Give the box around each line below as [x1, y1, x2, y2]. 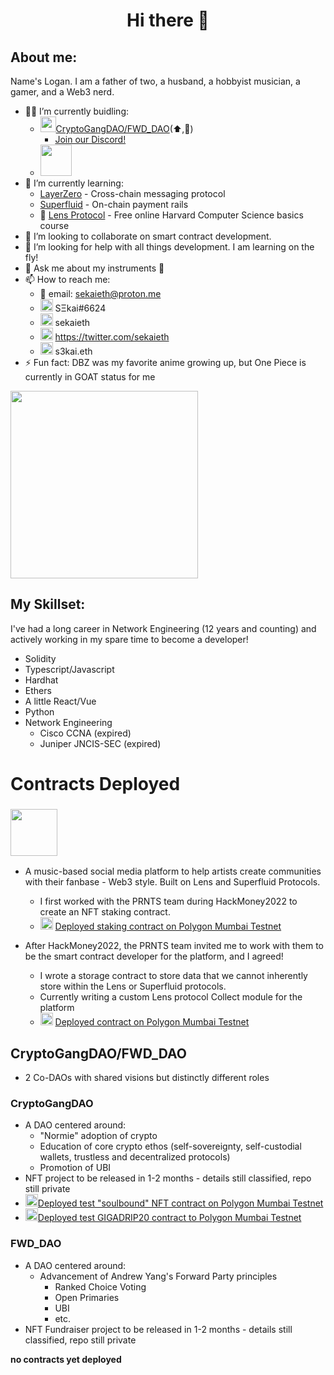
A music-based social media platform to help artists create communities [24, 865, 322, 878]
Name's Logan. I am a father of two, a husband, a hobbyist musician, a [10, 75, 301, 87]
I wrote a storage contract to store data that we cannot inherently [39, 970, 308, 982]
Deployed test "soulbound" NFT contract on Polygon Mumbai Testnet [37, 1197, 324, 1209]
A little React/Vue [24, 695, 97, 707]
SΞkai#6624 [54, 302, 107, 314]
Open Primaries [54, 1291, 120, 1303]
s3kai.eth [54, 345, 93, 357]
